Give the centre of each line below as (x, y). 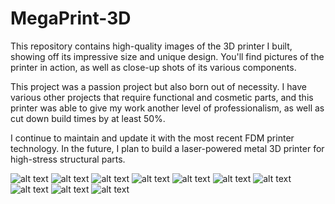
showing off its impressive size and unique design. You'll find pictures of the (167, 56)
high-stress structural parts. (68, 159)
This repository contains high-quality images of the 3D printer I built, (151, 46)
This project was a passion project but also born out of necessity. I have (158, 86)
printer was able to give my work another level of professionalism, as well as (167, 108)
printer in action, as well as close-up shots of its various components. (153, 67)
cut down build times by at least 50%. (88, 118)
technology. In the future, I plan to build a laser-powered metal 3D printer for (167, 148)
